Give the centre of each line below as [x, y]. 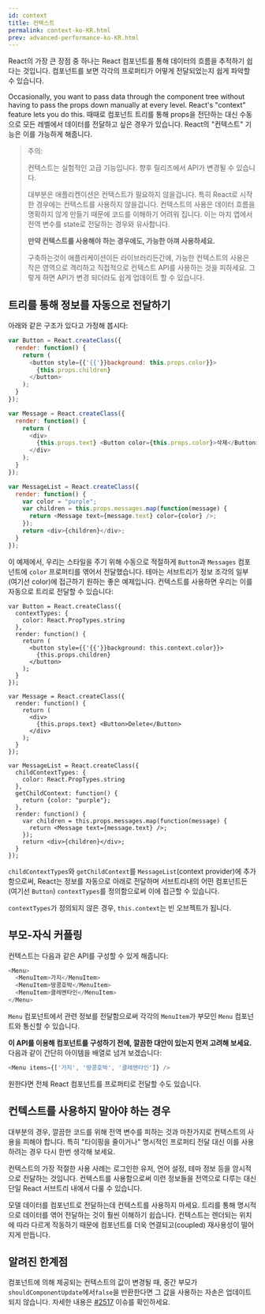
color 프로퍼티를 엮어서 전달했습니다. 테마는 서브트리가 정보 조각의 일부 [139, 571]
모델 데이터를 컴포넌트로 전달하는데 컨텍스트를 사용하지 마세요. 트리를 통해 [122, 1205]
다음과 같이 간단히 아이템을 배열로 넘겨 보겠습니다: [85, 1052]
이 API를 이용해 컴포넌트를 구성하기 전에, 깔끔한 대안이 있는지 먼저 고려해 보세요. [130, 1043]
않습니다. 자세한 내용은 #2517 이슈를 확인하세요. [97, 1302]
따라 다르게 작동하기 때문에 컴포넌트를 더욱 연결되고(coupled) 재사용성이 [128, 1225]
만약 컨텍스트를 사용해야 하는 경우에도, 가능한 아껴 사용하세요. [121, 241]
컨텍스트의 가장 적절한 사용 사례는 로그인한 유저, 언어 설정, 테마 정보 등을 [119, 1168]
